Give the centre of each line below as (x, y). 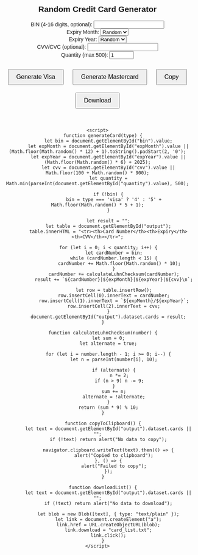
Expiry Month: (83, 32)
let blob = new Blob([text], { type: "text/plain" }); (108, 514)
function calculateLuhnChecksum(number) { (103, 333)
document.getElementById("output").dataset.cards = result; (108, 317)
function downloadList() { (103, 487)
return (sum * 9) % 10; (108, 407)
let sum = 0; (108, 338)
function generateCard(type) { (103, 135)
